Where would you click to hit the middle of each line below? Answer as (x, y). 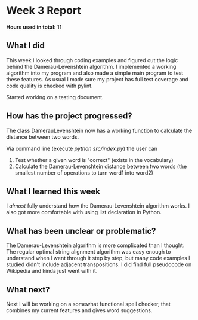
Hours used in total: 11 (34, 27)
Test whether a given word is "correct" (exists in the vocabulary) (94, 160)
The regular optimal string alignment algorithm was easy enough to (89, 252)
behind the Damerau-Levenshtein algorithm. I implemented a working (91, 66)
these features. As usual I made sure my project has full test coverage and (98, 79)
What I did (25, 46)
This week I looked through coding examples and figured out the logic (92, 60)
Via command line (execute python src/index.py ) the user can (82, 148)
